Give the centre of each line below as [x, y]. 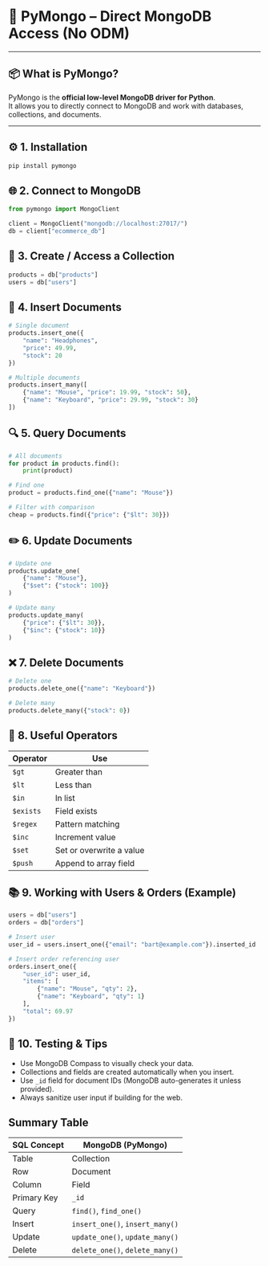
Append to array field [95, 863]
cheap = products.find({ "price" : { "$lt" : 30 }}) [89, 515]
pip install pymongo [43, 165]
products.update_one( [44, 571]
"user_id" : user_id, [57, 974]
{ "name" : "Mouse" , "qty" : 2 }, [87, 989]
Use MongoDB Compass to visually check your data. [107, 1063]
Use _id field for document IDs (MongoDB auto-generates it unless [130, 1080]
